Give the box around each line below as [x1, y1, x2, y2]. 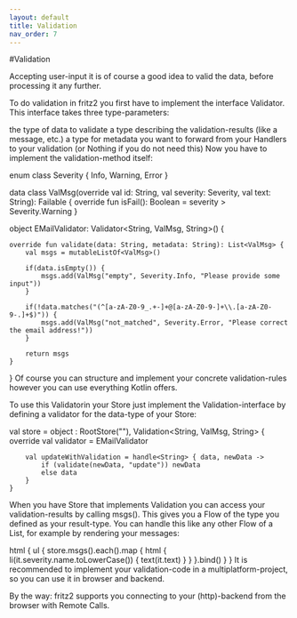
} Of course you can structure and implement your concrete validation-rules [9, 373, 287, 383]
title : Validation [9, 21, 77, 30]
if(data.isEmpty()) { [25, 264, 105, 273]
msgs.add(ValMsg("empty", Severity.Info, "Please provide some [41, 272, 280, 281]
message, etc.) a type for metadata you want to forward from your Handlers [9, 134, 287, 145]
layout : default [9, 12, 69, 22]
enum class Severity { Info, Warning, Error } [9, 170, 169, 181]
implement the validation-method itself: [9, 153, 154, 164]
